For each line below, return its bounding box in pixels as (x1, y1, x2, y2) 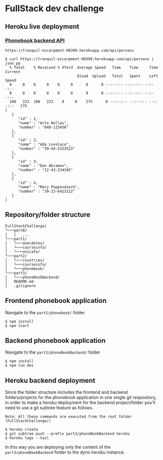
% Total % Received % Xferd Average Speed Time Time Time (9, 65, 159, 70)
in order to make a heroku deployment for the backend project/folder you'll (5, 400, 155, 405)
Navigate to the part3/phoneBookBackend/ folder (5, 349, 101, 355)
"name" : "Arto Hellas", (18, 120, 69, 125)
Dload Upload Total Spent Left (77, 74, 159, 79)
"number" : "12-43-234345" (18, 167, 73, 172)
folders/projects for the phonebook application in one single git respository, (5, 395, 157, 400)
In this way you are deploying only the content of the (5, 444, 111, 450)
